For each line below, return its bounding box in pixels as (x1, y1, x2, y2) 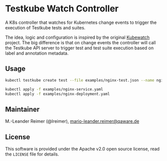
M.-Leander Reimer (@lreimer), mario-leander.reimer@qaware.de (5, 118, 140, 124)
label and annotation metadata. (5, 50, 69, 56)
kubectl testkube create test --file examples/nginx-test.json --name (5, 78, 155, 82)
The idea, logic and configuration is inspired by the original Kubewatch (5, 34, 150, 40)
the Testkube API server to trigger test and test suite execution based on (5, 45, 154, 51)
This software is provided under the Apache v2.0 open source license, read (5, 146, 160, 152)
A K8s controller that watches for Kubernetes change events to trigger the (5, 19, 157, 25)
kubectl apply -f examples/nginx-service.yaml (5, 86, 103, 92)
